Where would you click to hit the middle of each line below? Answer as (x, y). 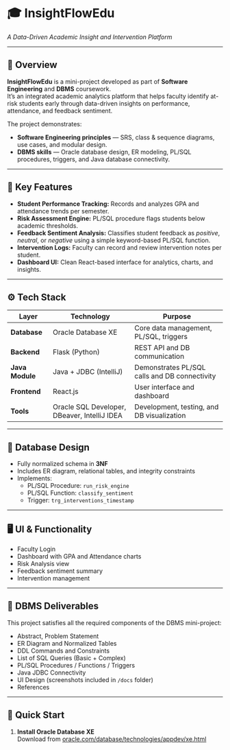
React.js (65, 392)
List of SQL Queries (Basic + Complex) (71, 658)
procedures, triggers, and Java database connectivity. (93, 159)
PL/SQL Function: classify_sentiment (80, 493)
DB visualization (160, 416)
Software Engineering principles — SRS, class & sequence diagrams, (116, 137)
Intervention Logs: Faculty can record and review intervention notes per (119, 247)
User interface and (165, 387)
